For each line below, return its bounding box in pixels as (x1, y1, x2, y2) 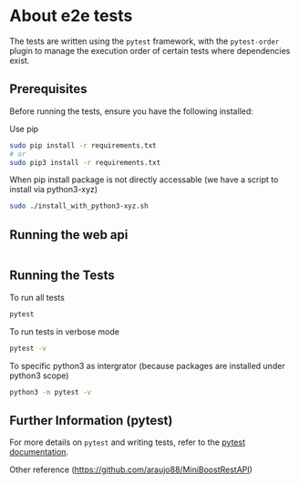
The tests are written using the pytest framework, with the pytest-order (9, 36, 280, 46)
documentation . (9, 447, 69, 458)
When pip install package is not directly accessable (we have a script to (9, 174, 279, 185)
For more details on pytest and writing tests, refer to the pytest (9, 437, 246, 448)
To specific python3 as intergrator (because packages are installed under (9, 360, 285, 371)
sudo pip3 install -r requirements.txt (9, 158, 161, 167)
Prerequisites (9, 81, 88, 97)
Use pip (9, 123, 39, 134)
